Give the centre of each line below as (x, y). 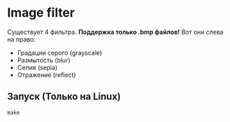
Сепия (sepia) (37, 67)
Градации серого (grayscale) (60, 53)
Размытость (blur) (44, 60)
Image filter (41, 13)
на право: (21, 39)
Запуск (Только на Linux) (64, 97)
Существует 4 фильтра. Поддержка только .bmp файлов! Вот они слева (115, 32)
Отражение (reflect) (46, 75)
